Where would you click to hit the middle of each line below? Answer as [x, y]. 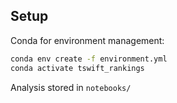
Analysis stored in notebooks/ [71, 87]
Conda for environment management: [87, 40]
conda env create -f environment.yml [89, 59]
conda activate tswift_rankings [77, 68]
